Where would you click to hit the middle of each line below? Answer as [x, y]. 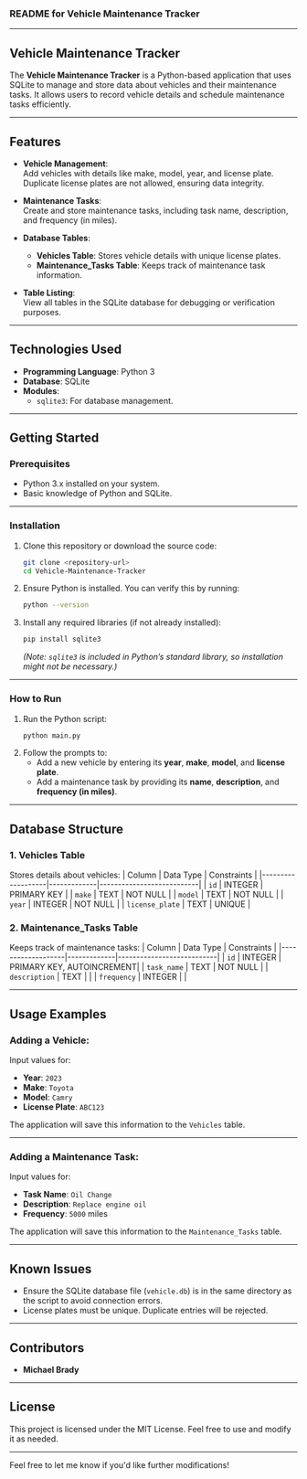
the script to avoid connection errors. [92, 1301]
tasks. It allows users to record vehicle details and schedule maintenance [147, 95]
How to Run [36, 699]
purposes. [42, 312]
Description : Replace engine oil [85, 1204]
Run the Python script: [65, 718]
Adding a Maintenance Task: [74, 1156]
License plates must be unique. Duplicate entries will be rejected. [145, 1311]
